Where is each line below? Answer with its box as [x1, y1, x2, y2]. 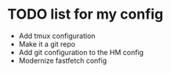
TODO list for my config [7, 5, 164, 23]
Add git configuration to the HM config [18, 47, 144, 57]
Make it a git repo [18, 39, 76, 48]
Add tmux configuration [18, 31, 96, 40]
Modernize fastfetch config [18, 56, 107, 65]
